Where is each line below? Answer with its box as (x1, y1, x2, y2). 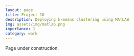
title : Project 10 (5, 12, 44, 17)
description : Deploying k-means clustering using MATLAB (5, 17, 129, 22)
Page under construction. (5, 45, 59, 51)
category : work (5, 31, 38, 36)
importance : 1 (5, 26, 36, 32)
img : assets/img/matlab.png (5, 21, 65, 27)
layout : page (5, 7, 33, 13)
